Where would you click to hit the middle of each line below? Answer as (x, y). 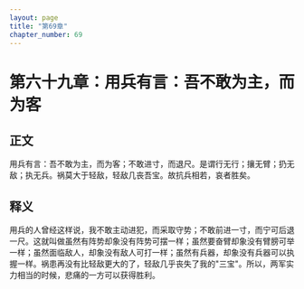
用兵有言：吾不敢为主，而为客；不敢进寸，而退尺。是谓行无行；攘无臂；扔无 (152, 164)
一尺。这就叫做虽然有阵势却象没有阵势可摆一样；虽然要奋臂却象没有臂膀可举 (152, 241)
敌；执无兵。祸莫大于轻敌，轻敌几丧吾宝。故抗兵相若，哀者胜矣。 (132, 175)
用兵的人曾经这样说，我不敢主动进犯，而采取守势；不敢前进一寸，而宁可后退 (152, 230)
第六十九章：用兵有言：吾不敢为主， (144, 82)
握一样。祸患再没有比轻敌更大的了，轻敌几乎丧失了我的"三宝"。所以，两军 (148, 264)
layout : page (34, 18)
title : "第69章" (38, 26)
